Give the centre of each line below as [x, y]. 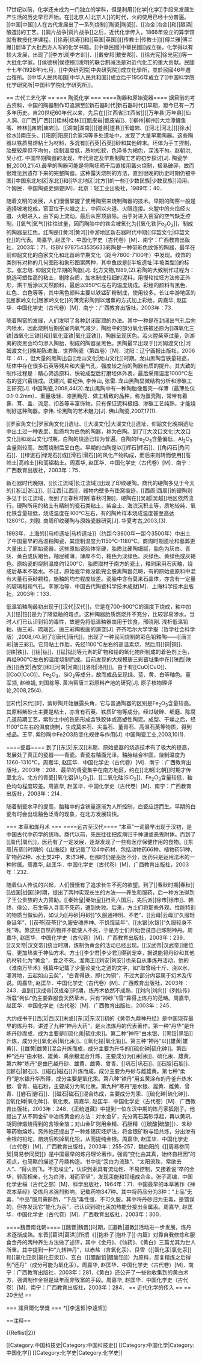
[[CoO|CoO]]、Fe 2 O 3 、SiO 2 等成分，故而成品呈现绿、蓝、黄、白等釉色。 [96, 675]
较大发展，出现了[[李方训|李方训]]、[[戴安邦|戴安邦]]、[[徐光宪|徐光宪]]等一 [99, 55]
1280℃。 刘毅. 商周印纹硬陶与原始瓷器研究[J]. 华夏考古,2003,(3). [87, 521]
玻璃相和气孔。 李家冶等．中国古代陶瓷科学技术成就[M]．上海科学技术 [97, 586]
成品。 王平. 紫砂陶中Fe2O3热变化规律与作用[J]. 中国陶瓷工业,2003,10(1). [96, 735]
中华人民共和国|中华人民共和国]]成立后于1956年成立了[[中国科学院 [113, 77]
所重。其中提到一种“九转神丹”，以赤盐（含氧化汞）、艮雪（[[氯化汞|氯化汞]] [99, 1250]
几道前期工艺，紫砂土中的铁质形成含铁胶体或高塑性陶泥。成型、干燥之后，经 [101, 720]
